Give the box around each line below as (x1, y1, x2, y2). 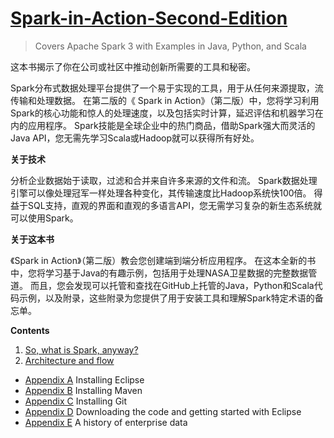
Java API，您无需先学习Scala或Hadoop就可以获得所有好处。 (10, 132, 260, 144)
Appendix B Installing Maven (24, 384, 143, 396)
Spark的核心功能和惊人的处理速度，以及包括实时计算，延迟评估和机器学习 (10, 107, 315, 119)
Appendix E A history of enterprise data (24, 416, 188, 428)
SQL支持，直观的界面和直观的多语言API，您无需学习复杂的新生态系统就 (27, 199, 322, 211)
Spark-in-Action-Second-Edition (10, 7, 288, 30)
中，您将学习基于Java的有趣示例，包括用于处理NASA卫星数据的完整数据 (10, 267, 309, 279)
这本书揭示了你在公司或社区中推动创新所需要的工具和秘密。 (10, 60, 256, 72)
